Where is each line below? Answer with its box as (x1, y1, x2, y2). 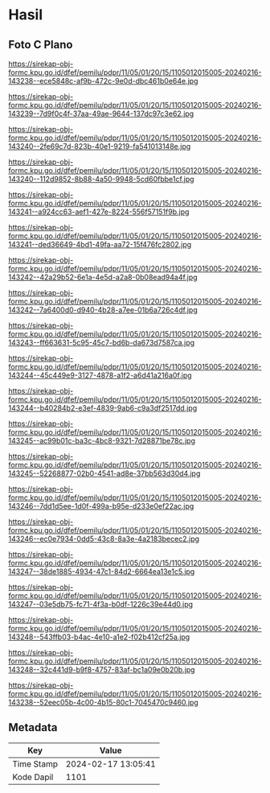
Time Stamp (12, 758, 59, 770)
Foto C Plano (8, 38, 73, 52)
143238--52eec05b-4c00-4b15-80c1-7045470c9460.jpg (8, 698, 198, 707)
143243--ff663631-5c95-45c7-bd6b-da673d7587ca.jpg (8, 338, 195, 347)
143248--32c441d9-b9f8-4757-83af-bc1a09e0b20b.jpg (8, 665, 195, 674)
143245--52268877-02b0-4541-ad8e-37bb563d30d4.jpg (8, 469, 201, 478)
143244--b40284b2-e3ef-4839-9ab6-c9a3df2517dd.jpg (8, 403, 198, 412)
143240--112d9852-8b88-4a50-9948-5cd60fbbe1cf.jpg (8, 175, 194, 184)
